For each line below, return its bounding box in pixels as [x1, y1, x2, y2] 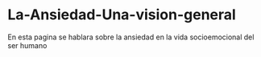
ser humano [7, 40, 48, 50]
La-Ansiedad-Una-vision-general [7, 6, 237, 24]
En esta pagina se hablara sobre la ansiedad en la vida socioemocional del [7, 32, 255, 42]
